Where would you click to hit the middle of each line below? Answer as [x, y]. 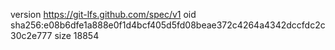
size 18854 [77, 35]
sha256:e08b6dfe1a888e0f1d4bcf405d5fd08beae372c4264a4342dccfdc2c [168, 25]
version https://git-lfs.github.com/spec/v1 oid [103, 14]
